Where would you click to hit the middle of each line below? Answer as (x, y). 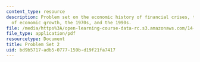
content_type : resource (36, 12)
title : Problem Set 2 (33, 45)
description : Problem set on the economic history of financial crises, (98, 17)
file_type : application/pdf (41, 34)
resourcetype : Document (36, 39)
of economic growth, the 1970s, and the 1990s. (72, 22)
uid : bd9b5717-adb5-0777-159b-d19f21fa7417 (61, 50)
